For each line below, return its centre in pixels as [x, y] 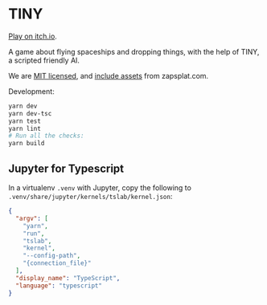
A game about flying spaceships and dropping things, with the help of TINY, [134, 51]
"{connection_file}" [57, 263]
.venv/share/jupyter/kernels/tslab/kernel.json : [90, 196]
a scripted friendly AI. [44, 60]
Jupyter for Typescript [66, 168]
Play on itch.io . [33, 36]
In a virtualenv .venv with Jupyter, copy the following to [100, 188]
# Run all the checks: [46, 136]
